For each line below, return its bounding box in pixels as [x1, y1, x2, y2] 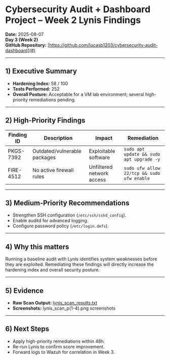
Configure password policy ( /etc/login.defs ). [12, 223, 109, 229]
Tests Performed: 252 [12, 85, 60, 92]
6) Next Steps [5, 324, 50, 334]
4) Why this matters [5, 243, 69, 251]
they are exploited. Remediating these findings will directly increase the [5, 261, 154, 267]
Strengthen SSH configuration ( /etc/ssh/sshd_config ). [12, 212, 126, 218]
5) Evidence [5, 286, 44, 295]
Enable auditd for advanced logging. [12, 218, 89, 224]
